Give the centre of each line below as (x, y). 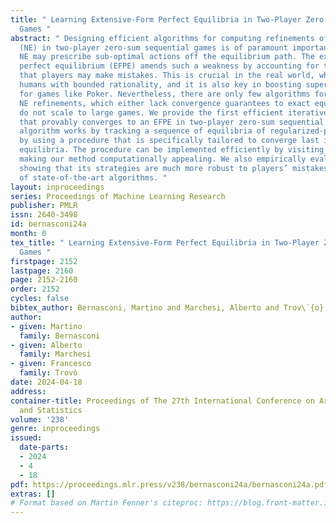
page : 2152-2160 (44, 280)
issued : (26, 438)
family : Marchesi (55, 354)
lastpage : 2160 (42, 271)
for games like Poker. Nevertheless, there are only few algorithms (165, 94)
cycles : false (40, 299)
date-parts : (44, 447)
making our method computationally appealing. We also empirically (163, 159)
